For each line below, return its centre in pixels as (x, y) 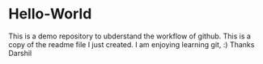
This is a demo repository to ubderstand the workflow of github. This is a (129, 36)
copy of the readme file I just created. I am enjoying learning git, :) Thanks (131, 44)
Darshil (20, 53)
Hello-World (50, 14)
